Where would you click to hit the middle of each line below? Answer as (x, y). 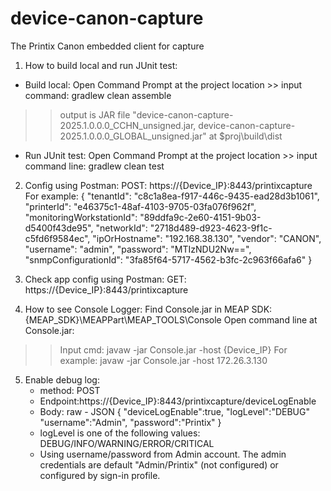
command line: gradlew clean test (94, 166)
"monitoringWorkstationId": (81, 217)
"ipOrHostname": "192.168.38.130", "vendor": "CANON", (207, 238)
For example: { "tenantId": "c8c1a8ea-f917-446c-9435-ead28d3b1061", (172, 196)
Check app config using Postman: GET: (105, 279)
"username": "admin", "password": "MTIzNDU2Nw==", (138, 249)
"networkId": (121, 228)
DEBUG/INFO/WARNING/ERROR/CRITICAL (127, 443)
